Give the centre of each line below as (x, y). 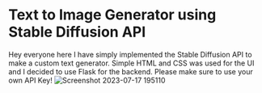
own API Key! (30, 80)
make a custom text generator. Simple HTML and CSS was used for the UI (131, 63)
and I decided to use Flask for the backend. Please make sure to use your (131, 71)
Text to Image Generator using (112, 15)
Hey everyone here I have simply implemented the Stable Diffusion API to (130, 54)
